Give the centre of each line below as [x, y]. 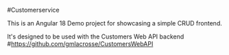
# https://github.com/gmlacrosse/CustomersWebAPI [80, 44]
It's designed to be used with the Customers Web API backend [96, 36]
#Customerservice [33, 10]
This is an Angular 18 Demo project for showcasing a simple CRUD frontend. [115, 23]
